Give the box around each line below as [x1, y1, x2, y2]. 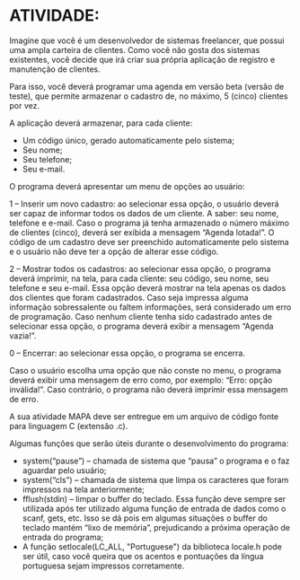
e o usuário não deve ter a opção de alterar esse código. [9, 246, 219, 257]
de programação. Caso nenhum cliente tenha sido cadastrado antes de [9, 311, 272, 321]
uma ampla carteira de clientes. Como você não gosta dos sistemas [9, 44, 260, 55]
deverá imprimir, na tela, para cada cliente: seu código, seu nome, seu [9, 273, 269, 284]
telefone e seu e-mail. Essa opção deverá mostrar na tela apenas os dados [9, 282, 287, 293]
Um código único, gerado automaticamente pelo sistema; [22, 135, 235, 145]
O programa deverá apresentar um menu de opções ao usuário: [9, 180, 245, 191]
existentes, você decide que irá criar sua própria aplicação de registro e [9, 54, 276, 65]
